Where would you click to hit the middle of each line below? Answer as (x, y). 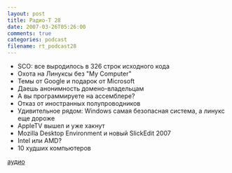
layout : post (26, 14)
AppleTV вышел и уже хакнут (61, 126)
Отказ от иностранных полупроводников (79, 103)
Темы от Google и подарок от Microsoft (76, 81)
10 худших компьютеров (54, 148)
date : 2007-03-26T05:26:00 (47, 27)
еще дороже (36, 118)
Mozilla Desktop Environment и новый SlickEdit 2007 (94, 133)
